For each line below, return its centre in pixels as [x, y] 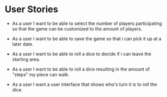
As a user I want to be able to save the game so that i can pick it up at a [87, 39]
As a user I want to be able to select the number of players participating [87, 23]
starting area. [26, 59]
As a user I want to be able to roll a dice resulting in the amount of [81, 69]
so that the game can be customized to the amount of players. [77, 28]
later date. [23, 44]
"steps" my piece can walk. [41, 74]
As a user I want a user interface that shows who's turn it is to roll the [85, 84]
